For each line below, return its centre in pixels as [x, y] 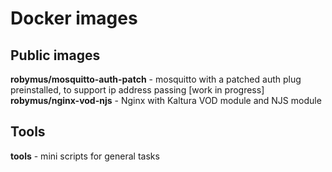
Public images [55, 55]
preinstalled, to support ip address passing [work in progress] [137, 90]
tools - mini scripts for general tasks [85, 156]
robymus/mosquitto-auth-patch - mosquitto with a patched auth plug [156, 79]
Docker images [74, 18]
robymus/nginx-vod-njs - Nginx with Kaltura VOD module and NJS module [166, 100]
